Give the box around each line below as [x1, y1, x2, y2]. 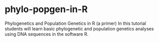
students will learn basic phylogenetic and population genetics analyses [5, 25, 154, 31]
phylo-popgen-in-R [5, 4, 88, 15]
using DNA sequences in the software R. [5, 31, 89, 37]
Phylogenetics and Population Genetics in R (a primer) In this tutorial [5, 20, 146, 26]
